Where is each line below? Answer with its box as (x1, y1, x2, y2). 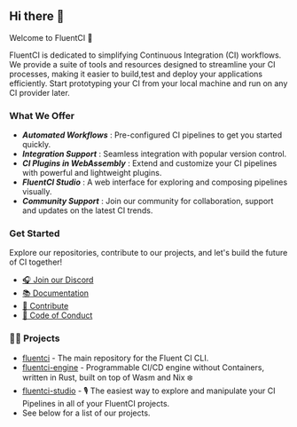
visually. (21, 186, 52, 197)
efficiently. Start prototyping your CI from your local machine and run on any (9, 77, 288, 89)
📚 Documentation (21, 288, 90, 298)
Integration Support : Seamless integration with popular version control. (21, 148, 287, 160)
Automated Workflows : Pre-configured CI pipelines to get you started (21, 130, 282, 140)
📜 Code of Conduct (21, 310, 93, 320)
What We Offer (9, 109, 75, 122)
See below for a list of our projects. (21, 407, 151, 418)
